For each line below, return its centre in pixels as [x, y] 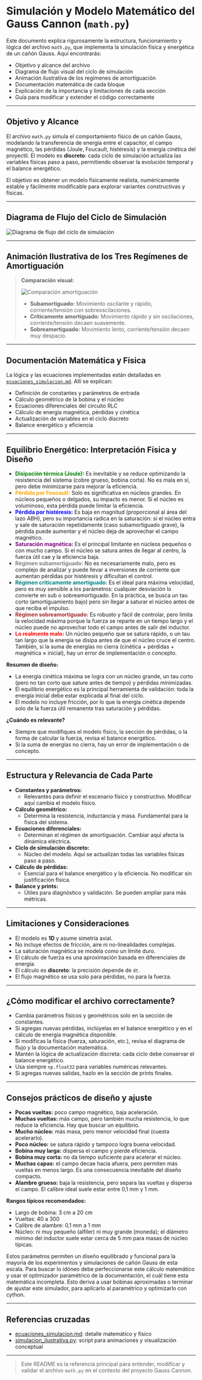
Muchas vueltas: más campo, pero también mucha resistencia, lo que [102, 1119]
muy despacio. [48, 336]
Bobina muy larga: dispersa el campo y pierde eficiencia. [86, 1151]
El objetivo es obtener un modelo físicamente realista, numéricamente [93, 180]
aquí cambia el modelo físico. [60, 802]
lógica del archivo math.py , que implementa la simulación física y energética [100, 47]
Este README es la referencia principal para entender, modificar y [103, 1364]
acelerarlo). [29, 1138]
